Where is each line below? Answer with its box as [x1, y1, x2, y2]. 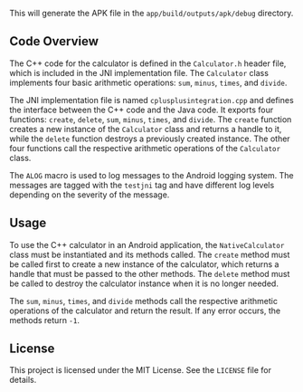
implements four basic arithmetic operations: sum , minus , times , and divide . [9, 77, 288, 88]
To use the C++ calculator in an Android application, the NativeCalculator [9, 239, 285, 250]
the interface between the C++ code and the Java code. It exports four [9, 104, 274, 115]
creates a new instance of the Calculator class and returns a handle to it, [9, 123, 282, 134]
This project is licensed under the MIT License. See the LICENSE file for [9, 365, 271, 376]
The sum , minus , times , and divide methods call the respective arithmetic [9, 295, 279, 306]
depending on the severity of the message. [9, 189, 170, 200]
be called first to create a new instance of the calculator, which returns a [9, 258, 279, 270]
